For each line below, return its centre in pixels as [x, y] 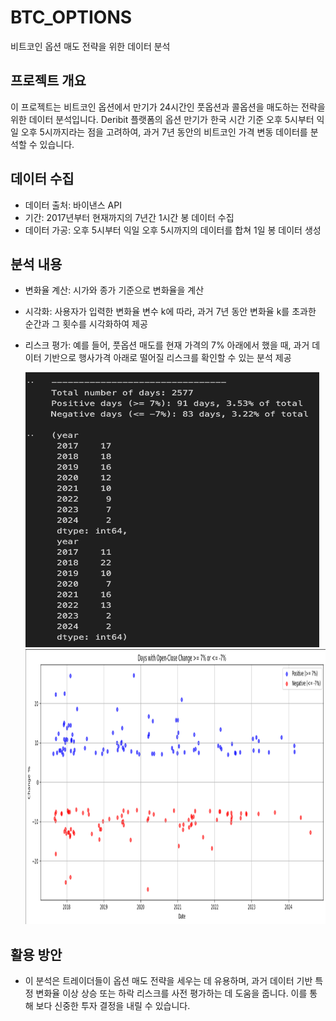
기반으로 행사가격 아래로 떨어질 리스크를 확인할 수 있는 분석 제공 [167, 358]
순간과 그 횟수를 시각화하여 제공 [86, 324]
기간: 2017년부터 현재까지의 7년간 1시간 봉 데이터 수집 [129, 217]
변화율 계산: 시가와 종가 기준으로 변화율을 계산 [114, 290]
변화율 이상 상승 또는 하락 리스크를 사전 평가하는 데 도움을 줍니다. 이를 [171, 993]
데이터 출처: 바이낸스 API [73, 205]
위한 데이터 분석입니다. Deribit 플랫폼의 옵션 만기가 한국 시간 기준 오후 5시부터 [162, 119]
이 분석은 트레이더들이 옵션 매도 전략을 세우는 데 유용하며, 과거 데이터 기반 [168, 981]
